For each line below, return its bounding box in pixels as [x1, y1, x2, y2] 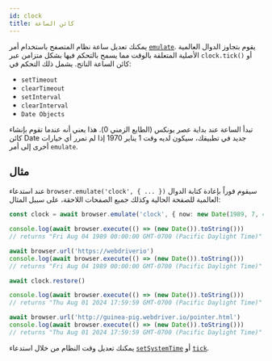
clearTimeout [20, 84, 65, 93]
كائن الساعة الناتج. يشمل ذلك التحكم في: [9, 58, 132, 69]
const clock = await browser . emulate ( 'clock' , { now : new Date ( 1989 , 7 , [9, 211, 259, 219]
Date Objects [20, 110, 65, 118]
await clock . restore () [9, 276, 86, 285]
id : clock [9, 11, 43, 20]
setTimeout [20, 76, 58, 84]
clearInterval [20, 102, 69, 110]
